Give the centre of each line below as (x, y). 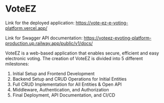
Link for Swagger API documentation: (44, 38)
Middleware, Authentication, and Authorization (61, 89)
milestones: (17, 64)
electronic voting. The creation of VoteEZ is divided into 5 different (74, 58)
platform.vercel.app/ (26, 28)
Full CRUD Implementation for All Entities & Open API (67, 84)
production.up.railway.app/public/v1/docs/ (49, 43)
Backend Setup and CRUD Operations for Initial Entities (69, 79)
